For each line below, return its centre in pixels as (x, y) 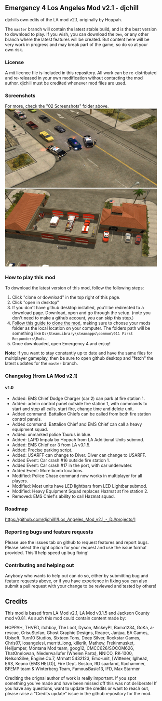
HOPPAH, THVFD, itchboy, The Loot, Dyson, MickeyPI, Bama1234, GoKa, (77, 628)
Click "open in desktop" (35, 303)
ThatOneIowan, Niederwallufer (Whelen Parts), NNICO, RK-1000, (69, 653)
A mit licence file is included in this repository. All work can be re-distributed (81, 73)
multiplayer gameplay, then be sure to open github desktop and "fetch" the (79, 358)
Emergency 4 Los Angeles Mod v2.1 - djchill (72, 8)
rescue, (13, 633)
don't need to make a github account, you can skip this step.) (73, 318)
